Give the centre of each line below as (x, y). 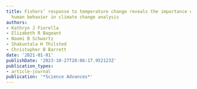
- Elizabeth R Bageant (34, 33)
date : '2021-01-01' (30, 55)
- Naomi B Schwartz (30, 39)
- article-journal (28, 71)
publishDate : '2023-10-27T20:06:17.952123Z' (61, 60)
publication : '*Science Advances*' (50, 77)
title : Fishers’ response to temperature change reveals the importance (97, 11)
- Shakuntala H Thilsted (36, 44)
